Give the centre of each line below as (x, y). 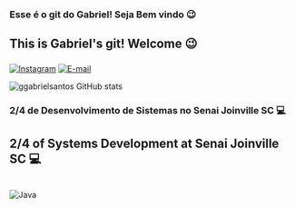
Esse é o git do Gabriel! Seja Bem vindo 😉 (103, 15)
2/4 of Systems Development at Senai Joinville (144, 143)
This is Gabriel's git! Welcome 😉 (103, 44)
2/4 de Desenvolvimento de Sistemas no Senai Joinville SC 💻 (147, 111)
